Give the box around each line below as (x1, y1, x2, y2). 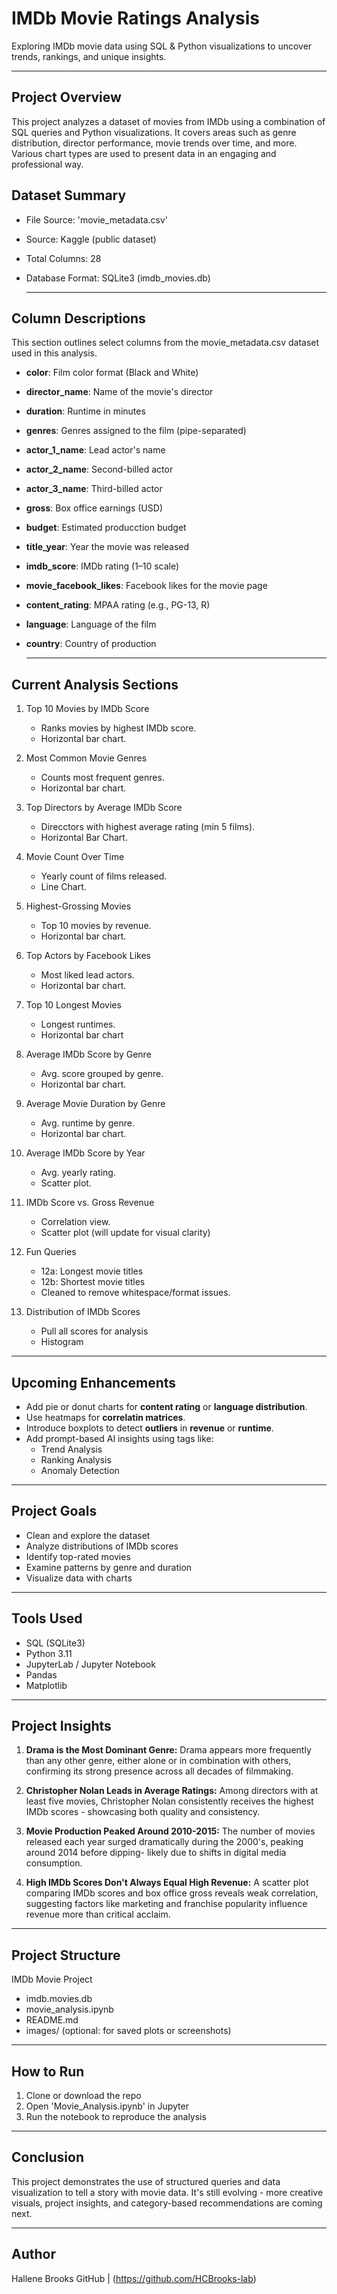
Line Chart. (40, 881, 87, 893)
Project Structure (11, 1947, 121, 1964)
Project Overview (11, 89, 122, 106)
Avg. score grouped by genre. (40, 1068, 164, 1080)
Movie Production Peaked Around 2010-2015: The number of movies (25, 1825, 316, 1837)
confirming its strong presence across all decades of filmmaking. (25, 1765, 294, 1777)
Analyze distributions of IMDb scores (25, 1540, 179, 1552)
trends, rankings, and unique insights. (11, 50, 167, 62)
